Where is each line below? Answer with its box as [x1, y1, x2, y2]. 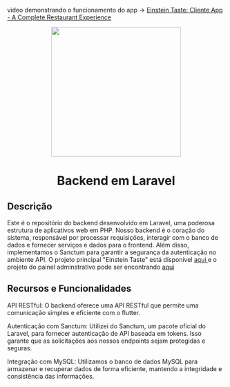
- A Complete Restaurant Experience [7, 13, 112, 21]
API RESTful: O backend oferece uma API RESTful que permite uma [7, 301, 199, 310]
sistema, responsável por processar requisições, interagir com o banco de [7, 234, 219, 241]
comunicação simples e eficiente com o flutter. [7, 308, 141, 317]
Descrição [7, 200, 52, 212]
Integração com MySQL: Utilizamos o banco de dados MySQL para [7, 357, 198, 366]
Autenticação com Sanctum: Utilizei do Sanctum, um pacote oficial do [7, 321, 206, 330]
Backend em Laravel [57, 173, 175, 189]
